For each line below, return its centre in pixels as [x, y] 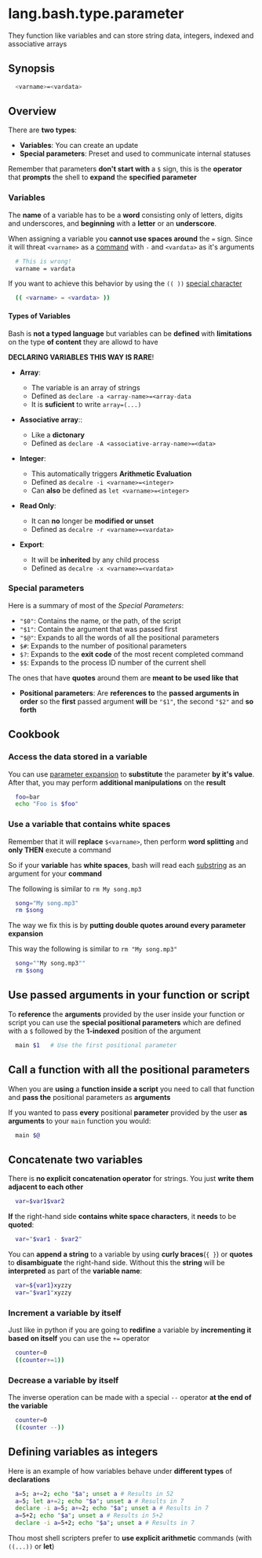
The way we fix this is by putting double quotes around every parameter [127, 925]
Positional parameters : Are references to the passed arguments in [129, 692]
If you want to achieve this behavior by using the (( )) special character [125, 283]
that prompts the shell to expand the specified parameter [103, 177]
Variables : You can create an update [79, 146]
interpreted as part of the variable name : [75, 1271]
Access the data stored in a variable [78, 757]
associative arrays [38, 43]
